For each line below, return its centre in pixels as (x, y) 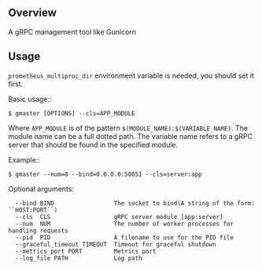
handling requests (38, 231)
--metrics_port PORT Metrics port (86, 251)
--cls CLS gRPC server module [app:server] (119, 217)
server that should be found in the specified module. (93, 144)
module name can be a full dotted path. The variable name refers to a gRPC (131, 136)
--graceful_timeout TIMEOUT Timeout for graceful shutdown (116, 244)
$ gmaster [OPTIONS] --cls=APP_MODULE (72, 113)
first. (16, 84)
